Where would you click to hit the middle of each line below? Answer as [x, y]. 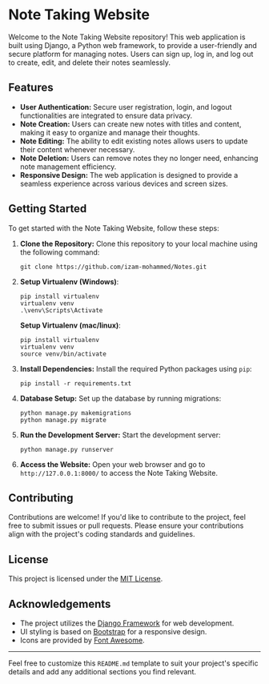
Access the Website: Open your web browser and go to [112, 464]
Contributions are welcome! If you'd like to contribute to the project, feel [127, 517]
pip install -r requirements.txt [76, 383]
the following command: [60, 252]
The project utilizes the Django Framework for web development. [127, 623]
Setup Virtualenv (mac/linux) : [70, 325]
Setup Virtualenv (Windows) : [69, 281]
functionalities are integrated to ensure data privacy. [106, 115]
